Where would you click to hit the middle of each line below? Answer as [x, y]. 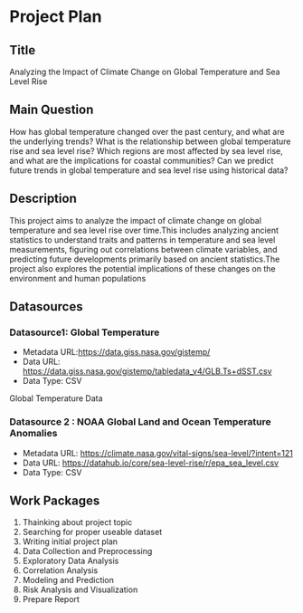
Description [43, 199]
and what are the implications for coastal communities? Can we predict [142, 160]
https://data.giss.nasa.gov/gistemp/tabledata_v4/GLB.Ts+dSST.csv [147, 371]
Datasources [46, 306]
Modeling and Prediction [68, 580]
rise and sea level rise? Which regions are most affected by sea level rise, [146, 150]
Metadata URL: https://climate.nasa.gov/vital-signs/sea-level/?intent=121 [158, 453]
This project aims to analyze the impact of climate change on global [136, 220]
